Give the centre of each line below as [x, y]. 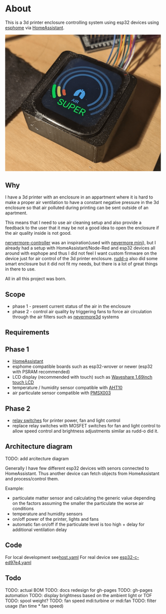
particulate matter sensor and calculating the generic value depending [84, 498]
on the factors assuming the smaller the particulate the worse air [78, 503]
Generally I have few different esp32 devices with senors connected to [77, 468]
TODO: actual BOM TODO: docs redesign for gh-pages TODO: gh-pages [79, 590]
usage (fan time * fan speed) [34, 606]
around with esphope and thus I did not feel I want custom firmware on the [81, 253]
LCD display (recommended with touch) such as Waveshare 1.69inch [82, 377]
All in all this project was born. [36, 279]
